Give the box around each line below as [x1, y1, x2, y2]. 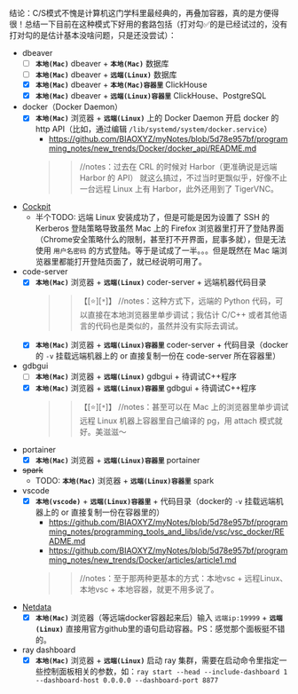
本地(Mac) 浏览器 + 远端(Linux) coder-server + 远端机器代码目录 [35, 277, 267, 288]
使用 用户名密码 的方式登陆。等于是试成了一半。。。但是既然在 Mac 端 [35, 245, 280, 256]
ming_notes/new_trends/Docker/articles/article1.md [48, 554, 237, 565]
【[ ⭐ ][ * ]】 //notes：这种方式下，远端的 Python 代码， [79, 296, 276, 306]
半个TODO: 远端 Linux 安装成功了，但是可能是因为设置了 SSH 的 [35, 212, 271, 223]
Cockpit [21, 201, 51, 212]
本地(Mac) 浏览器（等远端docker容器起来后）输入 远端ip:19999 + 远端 [35, 611, 283, 623]
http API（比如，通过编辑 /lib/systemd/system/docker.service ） [35, 123, 272, 135]
